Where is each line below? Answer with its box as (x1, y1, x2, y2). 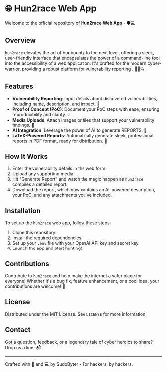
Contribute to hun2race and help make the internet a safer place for (5, 273, 142, 279)
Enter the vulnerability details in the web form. (12, 165, 107, 172)
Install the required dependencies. (12, 235, 83, 241)
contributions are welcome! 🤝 (5, 283, 66, 289)
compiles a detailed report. (12, 181, 68, 187)
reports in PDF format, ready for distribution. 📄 (12, 138, 108, 144)
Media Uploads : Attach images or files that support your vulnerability (12, 117, 155, 123)
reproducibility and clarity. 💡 (12, 111, 71, 117)
